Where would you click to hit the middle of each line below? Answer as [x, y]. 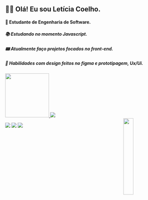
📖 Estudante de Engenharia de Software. [48, 22]
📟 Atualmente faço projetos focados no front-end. [59, 49]
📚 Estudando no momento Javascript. [46, 34]
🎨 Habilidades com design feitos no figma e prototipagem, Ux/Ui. [74, 63]
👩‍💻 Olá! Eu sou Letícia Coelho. [53, 9]
